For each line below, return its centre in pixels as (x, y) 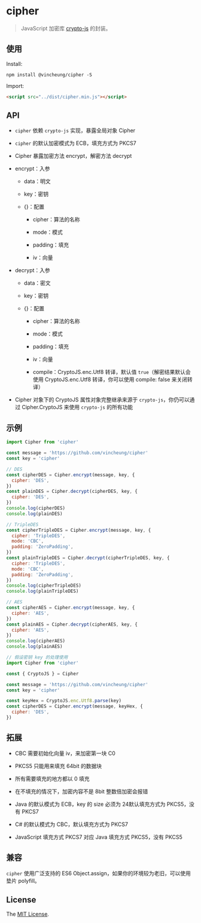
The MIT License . (28, 914)
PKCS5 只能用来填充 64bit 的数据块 (58, 766)
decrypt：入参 (33, 270)
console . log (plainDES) (34, 514)
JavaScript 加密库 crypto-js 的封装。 (66, 28)
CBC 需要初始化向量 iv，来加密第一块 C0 (65, 753)
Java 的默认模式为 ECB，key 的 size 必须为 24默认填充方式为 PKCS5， (102, 804)
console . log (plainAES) (34, 647)
